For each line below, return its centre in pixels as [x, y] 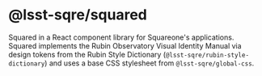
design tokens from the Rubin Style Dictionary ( [87, 54]
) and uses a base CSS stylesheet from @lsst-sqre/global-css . [149, 63]
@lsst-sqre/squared [78, 15]
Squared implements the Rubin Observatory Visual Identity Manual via [125, 45]
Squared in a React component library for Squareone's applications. [121, 37]
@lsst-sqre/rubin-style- [207, 55]
